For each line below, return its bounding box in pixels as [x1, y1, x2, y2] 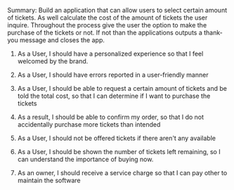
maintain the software [17, 176, 81, 184]
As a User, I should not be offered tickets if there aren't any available [17, 134, 216, 142]
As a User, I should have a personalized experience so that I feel [17, 49, 204, 58]
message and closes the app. [20, 36, 105, 44]
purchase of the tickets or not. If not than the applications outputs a [7, 28, 202, 37]
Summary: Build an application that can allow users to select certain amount [7, 6, 227, 14]
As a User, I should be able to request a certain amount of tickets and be [17, 84, 227, 92]
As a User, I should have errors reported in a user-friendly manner [17, 70, 209, 79]
